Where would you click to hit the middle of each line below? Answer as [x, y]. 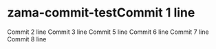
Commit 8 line [27, 39]
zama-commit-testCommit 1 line [101, 13]
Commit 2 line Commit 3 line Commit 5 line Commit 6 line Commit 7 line [108, 32]
